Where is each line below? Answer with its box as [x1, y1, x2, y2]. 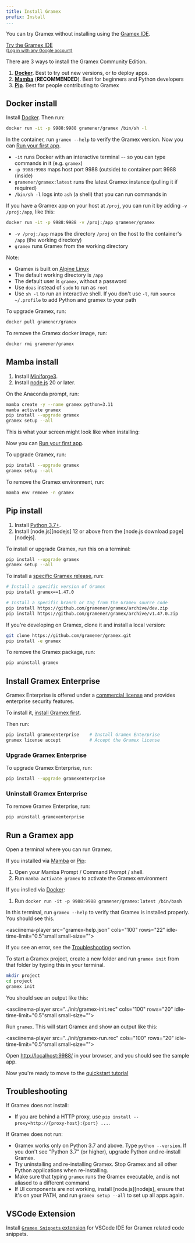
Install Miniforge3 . [14, 373, 58, 380]
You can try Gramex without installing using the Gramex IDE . [6, 30, 151, 37]
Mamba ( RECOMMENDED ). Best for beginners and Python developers [14, 75, 184, 82]
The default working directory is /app [14, 271, 104, 278]
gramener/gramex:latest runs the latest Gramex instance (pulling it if [14, 178, 178, 185]
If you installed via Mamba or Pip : [6, 858, 86, 865]
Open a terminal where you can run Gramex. [6, 846, 112, 853]
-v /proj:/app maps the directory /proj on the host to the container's [14, 230, 182, 237]
